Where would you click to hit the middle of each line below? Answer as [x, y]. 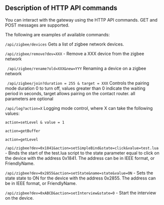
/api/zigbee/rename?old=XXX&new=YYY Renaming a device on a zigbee [77, 68]
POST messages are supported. [37, 25]
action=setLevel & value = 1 [35, 122]
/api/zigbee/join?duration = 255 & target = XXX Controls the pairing [78, 83]
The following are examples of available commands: [58, 34]
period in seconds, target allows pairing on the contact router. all [70, 93]
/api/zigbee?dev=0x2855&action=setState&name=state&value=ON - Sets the [79, 173]
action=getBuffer [23, 131]
